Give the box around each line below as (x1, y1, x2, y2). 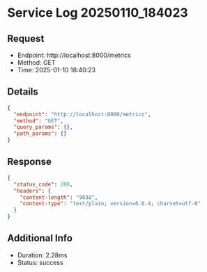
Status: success (17, 258, 64, 266)
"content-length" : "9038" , (20, 193, 98, 201)
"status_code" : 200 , (13, 181, 73, 188)
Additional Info (7, 232, 73, 244)
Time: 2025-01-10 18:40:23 (17, 66, 96, 74)
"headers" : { (13, 187, 52, 194)
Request (7, 33, 45, 45)
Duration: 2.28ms (17, 250, 68, 259)
